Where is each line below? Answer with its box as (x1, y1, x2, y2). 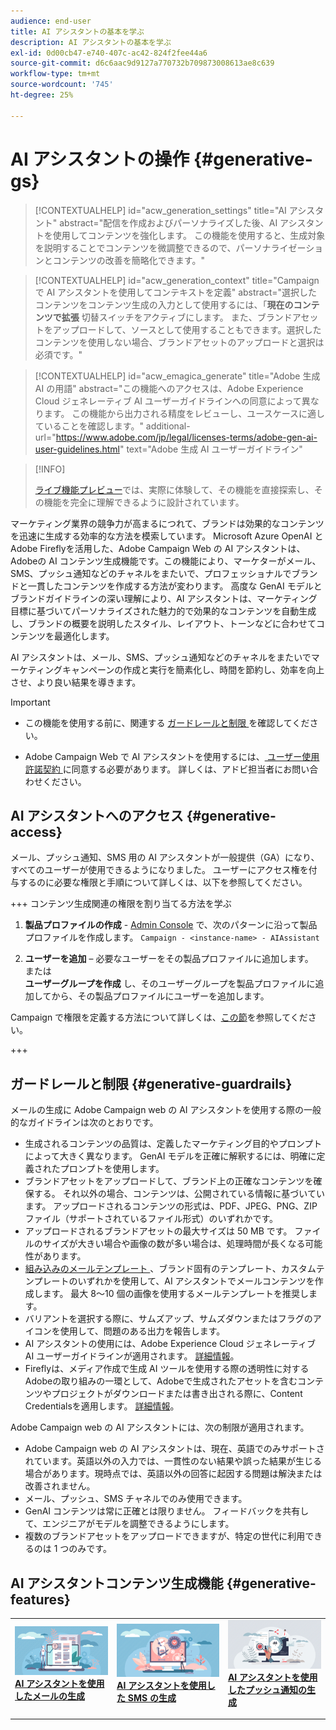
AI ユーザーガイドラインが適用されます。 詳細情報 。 (24, 1350, 240, 1362)
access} (10, 823, 63, 840)
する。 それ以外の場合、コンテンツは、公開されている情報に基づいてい (33, 1188, 325, 1200)
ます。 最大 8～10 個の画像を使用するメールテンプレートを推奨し (42, 1288, 309, 1300)
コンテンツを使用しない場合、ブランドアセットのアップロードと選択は (34, 336, 325, 348)
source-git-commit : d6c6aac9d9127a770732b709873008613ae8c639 (10, 58, 275, 69)
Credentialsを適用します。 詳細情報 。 (24, 1400, 180, 1412)
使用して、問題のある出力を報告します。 (59, 1325, 226, 1337)
